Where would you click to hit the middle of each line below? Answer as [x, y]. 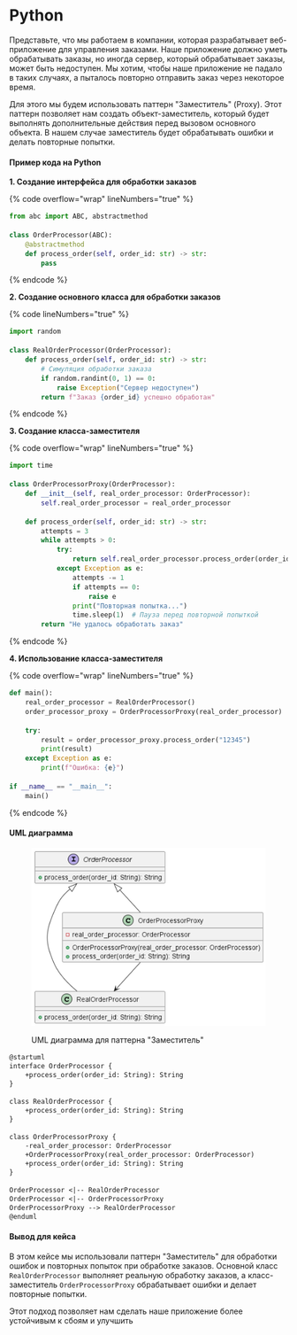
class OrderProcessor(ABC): [61, 235]
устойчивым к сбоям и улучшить [72, 1320]
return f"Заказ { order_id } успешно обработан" [128, 397]
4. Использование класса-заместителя [86, 659]
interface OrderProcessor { [61, 1067]
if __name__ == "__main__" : [61, 786]
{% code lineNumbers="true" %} [69, 314]
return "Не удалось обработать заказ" [112, 625]
